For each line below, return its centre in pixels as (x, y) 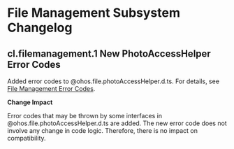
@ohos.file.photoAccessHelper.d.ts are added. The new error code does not (117, 123)
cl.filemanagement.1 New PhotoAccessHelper (109, 54)
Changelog (40, 28)
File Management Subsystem (94, 13)
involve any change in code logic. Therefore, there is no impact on (102, 130)
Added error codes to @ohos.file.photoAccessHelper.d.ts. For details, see (114, 81)
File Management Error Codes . (51, 88)
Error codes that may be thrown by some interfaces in (85, 116)
